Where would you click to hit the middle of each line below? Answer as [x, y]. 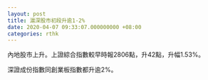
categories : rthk [33, 34]
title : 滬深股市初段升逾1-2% [46, 21]
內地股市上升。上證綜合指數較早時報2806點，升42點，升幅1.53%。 [106, 55]
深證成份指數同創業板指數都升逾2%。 [62, 70]
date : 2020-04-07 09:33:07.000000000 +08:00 [74, 27]
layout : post [27, 14]
